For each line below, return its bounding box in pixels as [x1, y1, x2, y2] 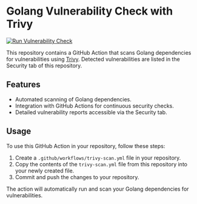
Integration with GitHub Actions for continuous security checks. [15, 102, 174, 109]
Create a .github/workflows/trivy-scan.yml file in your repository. [15, 154, 181, 161]
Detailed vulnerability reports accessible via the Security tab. [15, 108, 168, 116]
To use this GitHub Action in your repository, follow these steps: [6, 142, 165, 149]
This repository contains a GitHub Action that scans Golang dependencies [6, 49, 192, 56]
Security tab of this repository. [6, 62, 82, 69]
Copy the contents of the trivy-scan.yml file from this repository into [15, 160, 188, 168]
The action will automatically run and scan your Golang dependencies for [6, 185, 189, 192]
